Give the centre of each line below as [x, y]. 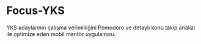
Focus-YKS [36, 11]
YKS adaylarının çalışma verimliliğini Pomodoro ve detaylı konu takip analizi [101, 28]
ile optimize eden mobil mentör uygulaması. [61, 34]
